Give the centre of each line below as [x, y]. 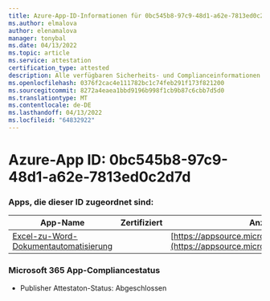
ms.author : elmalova [43, 23]
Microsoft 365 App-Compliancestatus [84, 270]
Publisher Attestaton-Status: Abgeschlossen [93, 288]
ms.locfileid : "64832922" [51, 120]
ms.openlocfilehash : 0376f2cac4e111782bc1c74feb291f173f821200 [117, 83]
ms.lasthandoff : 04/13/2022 [55, 113]
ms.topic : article [39, 53]
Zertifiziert [141, 223]
